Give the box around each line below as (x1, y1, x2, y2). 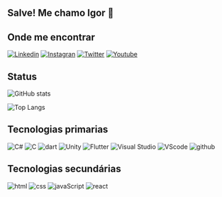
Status (7, 70, 38, 82)
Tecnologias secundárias (7, 163, 122, 175)
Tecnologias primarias (7, 123, 109, 135)
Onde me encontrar (7, 31, 96, 43)
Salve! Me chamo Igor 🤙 (7, 7, 114, 19)
